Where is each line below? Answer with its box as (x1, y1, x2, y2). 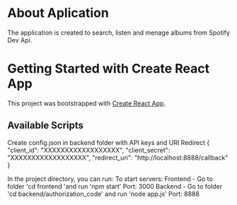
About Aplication (7, 5, 110, 21)
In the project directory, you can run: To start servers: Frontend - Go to (7, 175, 214, 183)
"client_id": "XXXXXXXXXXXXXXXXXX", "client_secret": (7, 146, 170, 154)
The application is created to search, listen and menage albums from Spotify (7, 28, 230, 37)
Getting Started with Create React (7, 61, 210, 77)
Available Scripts (7, 119, 83, 131)
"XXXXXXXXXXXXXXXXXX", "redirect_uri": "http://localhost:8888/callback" (7, 153, 229, 162)
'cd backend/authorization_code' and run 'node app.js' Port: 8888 (7, 189, 200, 198)
